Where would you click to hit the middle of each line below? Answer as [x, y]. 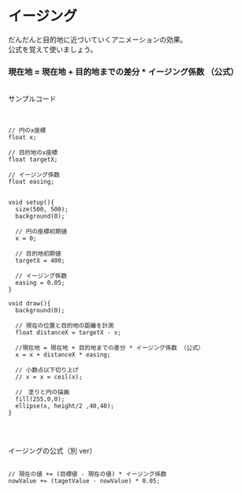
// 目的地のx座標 [33, 153]
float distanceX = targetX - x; [69, 333]
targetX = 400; [40, 261]
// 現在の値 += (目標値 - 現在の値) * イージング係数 [87, 474]
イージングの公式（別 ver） [52, 451]
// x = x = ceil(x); [49, 377]
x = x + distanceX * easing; [63, 355]
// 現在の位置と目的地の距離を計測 [65, 326]
